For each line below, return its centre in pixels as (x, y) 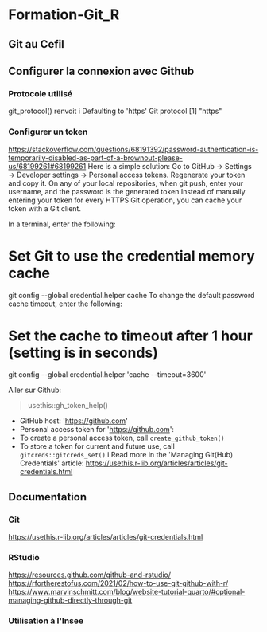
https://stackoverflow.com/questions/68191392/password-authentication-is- (133, 149)
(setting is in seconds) (83, 353)
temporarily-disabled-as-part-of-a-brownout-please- (95, 158)
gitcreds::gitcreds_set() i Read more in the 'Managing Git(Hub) (126, 455)
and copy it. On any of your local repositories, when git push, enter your (126, 183)
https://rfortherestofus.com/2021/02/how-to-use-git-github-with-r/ (118, 583)
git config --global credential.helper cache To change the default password (132, 295)
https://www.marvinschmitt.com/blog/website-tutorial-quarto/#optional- (127, 592)
